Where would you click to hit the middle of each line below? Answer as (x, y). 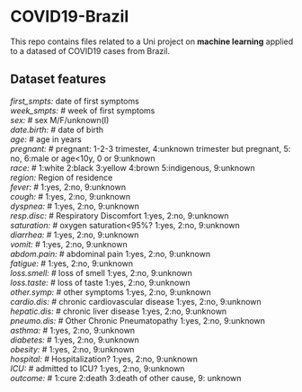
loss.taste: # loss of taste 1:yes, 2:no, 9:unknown (100, 282)
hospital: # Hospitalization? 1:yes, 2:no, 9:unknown (104, 359)
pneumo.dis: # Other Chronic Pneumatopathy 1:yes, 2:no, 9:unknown (138, 320)
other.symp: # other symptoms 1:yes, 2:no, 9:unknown (111, 292)
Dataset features (58, 80)
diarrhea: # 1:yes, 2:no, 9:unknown (75, 235)
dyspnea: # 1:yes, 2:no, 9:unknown (75, 206)
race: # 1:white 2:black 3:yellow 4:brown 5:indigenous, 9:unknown (133, 167)
